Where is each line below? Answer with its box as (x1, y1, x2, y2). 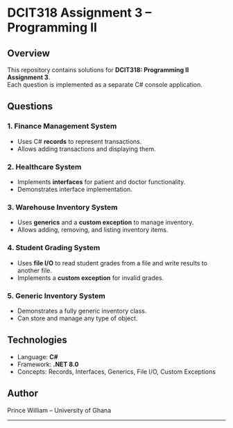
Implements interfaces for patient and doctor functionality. (17, 177, 186, 186)
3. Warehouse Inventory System (7, 202, 118, 212)
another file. (17, 266, 52, 274)
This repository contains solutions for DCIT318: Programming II (7, 66, 189, 74)
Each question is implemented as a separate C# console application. (7, 81, 202, 88)
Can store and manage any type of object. (17, 314, 138, 322)
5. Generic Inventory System (7, 290, 105, 300)
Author (7, 388, 38, 400)
